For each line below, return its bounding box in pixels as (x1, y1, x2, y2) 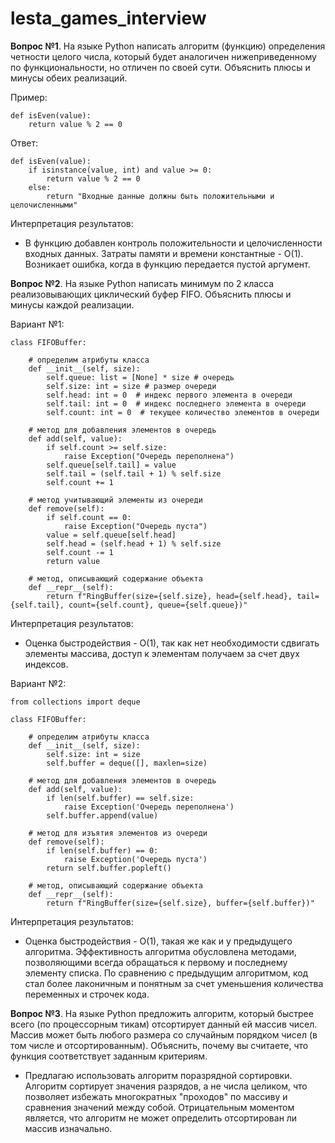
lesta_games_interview (10, 7, 207, 30)
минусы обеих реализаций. (10, 72, 128, 84)
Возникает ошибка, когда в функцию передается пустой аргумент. (24, 258, 311, 270)
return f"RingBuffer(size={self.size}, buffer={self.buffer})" (46, 898, 315, 908)
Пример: (10, 91, 48, 103)
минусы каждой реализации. (10, 298, 135, 311)
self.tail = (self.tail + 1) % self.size (46, 468, 222, 479)
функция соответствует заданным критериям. (10, 1050, 208, 1062)
